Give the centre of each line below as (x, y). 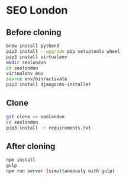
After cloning (31, 146)
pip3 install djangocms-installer (49, 85)
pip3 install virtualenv (37, 57)
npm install (21, 160)
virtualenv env (25, 74)
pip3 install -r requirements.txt (49, 128)
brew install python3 (33, 46)
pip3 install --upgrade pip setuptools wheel (63, 51)
